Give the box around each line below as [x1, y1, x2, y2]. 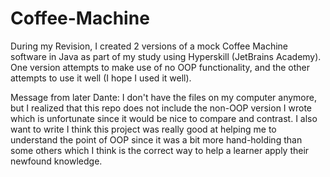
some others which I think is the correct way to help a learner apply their [10, 144, 310, 156]
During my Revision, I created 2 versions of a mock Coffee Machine [10, 40, 288, 52]
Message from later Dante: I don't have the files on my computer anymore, [10, 91, 317, 103]
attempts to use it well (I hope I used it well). [10, 72, 192, 84]
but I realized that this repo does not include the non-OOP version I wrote [10, 102, 313, 114]
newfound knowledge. [10, 155, 103, 167]
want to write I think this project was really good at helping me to [10, 123, 277, 135]
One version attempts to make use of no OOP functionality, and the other [10, 61, 311, 73]
